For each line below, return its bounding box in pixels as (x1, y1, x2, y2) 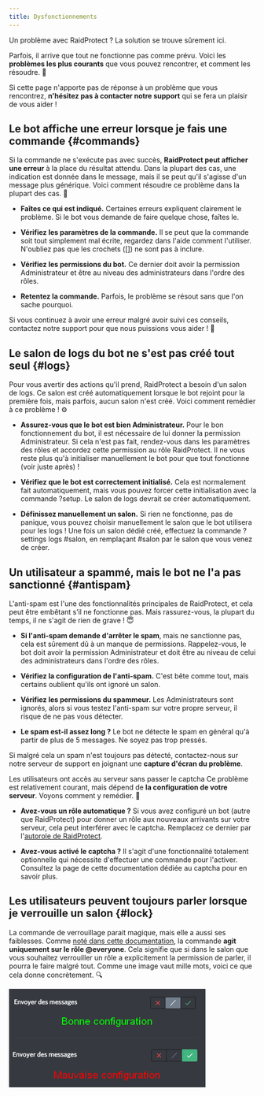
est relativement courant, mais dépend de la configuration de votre (9, 782, 228, 792)
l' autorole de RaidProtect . (20, 831, 103, 841)
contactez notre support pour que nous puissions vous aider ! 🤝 (9, 324, 215, 333)
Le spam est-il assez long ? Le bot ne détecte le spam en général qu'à (20, 727, 250, 737)
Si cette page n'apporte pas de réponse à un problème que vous (9, 83, 218, 92)
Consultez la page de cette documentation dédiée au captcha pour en (20, 864, 247, 873)
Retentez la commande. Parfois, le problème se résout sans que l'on (20, 292, 244, 301)
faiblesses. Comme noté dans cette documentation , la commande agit (9, 936, 236, 946)
